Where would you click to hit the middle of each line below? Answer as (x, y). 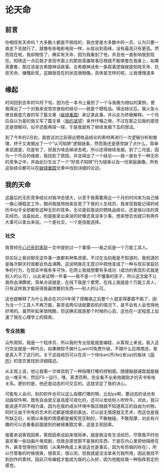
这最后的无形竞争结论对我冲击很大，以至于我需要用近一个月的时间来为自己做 (82, 197)
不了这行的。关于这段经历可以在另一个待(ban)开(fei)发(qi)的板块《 (84, 355)
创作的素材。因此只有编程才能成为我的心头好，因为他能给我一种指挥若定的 (84, 459)
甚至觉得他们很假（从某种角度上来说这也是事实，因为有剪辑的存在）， (83, 447)
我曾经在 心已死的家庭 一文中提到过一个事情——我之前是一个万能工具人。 (78, 247)
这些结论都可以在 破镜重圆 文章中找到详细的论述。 (54, 168)
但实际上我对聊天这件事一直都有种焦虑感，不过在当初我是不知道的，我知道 (80, 258)
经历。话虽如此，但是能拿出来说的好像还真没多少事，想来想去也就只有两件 (84, 216)
